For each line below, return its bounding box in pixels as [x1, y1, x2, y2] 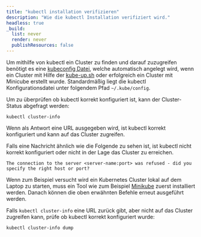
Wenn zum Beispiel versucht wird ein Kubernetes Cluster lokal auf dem [6, 176, 182, 183]
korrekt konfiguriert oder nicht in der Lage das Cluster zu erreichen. [6, 148, 174, 156]
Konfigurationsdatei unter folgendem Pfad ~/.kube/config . [6, 84, 151, 91]
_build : [6, 25, 26, 32]
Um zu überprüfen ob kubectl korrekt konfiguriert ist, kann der [6, 95, 161, 103]
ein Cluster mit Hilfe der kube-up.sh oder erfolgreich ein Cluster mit [6, 71, 173, 79]
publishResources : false [11, 43, 74, 49]
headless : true [6, 20, 44, 26]
